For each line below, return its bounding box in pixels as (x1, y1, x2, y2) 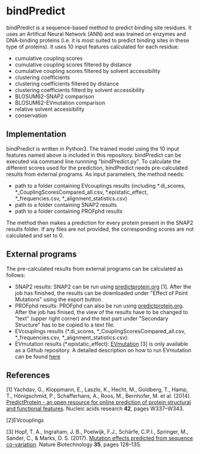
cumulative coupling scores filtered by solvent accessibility (14, 67, 161, 74)
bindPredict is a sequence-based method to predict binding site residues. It (6, 24, 192, 31)
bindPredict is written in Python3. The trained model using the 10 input (6, 145, 179, 152)
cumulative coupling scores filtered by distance (14, 61, 132, 68)
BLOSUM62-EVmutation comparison (14, 99, 106, 106)
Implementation (6, 129, 67, 139)
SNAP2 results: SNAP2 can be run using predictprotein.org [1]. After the (14, 283, 192, 290)
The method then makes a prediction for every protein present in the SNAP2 (6, 219, 193, 226)
